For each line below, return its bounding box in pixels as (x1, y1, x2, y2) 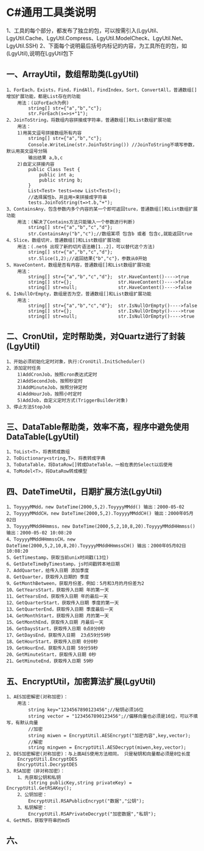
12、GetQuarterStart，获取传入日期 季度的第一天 (6, 600, 119, 606)
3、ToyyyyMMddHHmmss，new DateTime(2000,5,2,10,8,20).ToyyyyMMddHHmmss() (6, 524, 196, 530)
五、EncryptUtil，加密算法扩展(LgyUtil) (6, 676, 157, 687)
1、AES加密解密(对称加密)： (6, 694, 68, 700)
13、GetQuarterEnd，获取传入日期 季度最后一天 (6, 606, 114, 612)
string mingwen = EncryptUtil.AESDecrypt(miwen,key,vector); (28, 744, 187, 751)
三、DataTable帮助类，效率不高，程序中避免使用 (6, 421, 189, 432)
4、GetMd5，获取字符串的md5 (6, 818, 70, 824)
